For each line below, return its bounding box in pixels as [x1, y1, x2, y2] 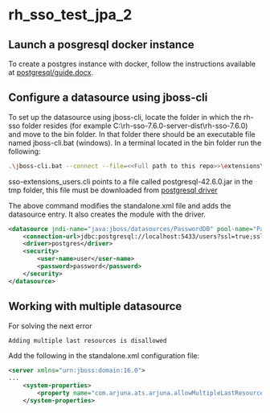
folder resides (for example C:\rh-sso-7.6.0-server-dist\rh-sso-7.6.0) [22, 121, 248, 130]
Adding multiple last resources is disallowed [8, 337, 167, 345]
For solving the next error [8, 320, 92, 331]
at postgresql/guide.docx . [8, 68, 94, 77]
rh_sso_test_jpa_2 [8, 6, 133, 24]
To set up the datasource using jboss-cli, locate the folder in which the [8, 112, 243, 122]
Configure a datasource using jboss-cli [8, 91, 208, 105]
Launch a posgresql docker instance [8, 38, 194, 52]
